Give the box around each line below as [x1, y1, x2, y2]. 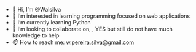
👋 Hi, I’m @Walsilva [12, 6, 61, 13]
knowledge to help [12, 32, 60, 39]
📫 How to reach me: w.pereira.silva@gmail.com [12, 39, 134, 46]
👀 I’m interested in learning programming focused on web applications [12, 12, 190, 20]
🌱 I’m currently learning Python [12, 19, 91, 26]
